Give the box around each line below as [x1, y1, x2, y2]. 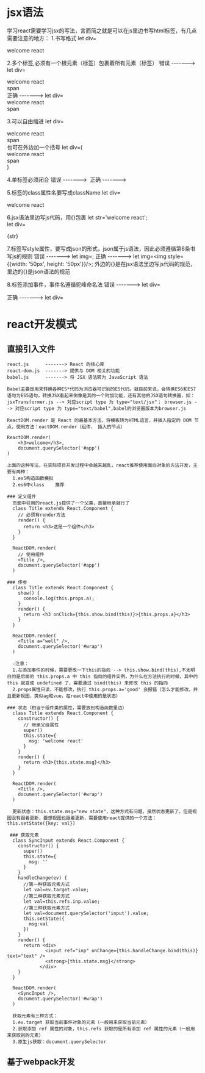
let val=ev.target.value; [23, 886, 89, 892]
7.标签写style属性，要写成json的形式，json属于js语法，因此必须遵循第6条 [7, 245, 191, 252]
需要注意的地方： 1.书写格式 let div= [7, 34, 97, 41]
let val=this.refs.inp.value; [23, 898, 100, 905]
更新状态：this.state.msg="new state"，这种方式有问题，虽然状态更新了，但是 [12, 808, 193, 814]
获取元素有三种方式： [12, 1013, 59, 1019]
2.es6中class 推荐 [12, 481, 65, 488]
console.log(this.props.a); [23, 595, 95, 601]
